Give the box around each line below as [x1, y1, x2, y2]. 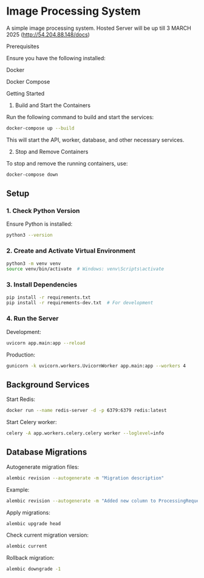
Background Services [6, 379, 90, 390]
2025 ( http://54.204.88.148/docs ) [6, 30, 90, 38]
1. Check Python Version [6, 207, 80, 215]
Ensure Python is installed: [6, 220, 73, 228]
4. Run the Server [6, 315, 59, 323]
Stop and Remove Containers [15, 148, 89, 155]
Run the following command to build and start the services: [6, 113, 154, 120]
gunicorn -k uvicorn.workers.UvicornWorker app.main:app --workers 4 [6, 363, 186, 369]
